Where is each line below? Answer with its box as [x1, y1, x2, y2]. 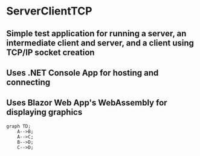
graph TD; [6, 123, 31, 129]
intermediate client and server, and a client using [6, 37, 195, 48]
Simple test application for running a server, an [6, 28, 187, 39]
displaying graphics [6, 107, 83, 117]
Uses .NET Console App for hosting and [6, 68, 159, 78]
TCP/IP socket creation [6, 47, 95, 57]
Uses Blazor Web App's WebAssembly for [6, 98, 167, 108]
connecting [6, 77, 50, 87]
